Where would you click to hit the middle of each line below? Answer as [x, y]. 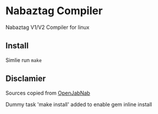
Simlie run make [24, 60]
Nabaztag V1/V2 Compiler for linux [47, 27]
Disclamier [26, 79]
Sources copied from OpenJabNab [48, 93]
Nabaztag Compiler [54, 11]
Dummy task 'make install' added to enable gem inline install [79, 104]
